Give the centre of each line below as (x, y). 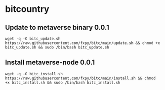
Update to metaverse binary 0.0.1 (57, 27)
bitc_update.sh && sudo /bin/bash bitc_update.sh (57, 47)
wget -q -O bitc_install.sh (34, 74)
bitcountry (27, 9)
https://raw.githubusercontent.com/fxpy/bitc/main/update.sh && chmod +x (83, 43)
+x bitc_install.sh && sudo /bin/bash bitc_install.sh (63, 83)
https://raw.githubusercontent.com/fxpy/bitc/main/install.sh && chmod (80, 78)
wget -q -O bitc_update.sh (33, 39)
